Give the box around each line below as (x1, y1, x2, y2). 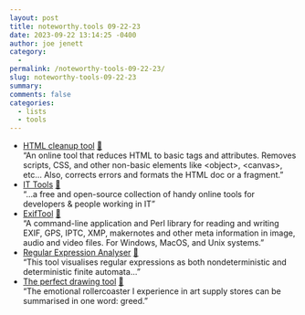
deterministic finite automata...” (22, 267, 142, 278)
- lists (17, 107, 47, 116)
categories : (9, 98, 55, 108)
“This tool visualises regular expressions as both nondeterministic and (22, 257, 287, 268)
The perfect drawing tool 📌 (22, 276, 124, 288)
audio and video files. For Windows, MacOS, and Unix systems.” (22, 237, 265, 248)
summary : (9, 81, 43, 90)
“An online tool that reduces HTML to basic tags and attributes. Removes (22, 150, 297, 161)
